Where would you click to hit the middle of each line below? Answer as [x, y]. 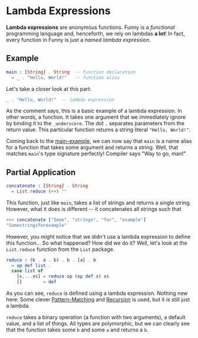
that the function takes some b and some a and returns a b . [77, 330]
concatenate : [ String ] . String [47, 186]
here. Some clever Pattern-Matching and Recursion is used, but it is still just [98, 300]
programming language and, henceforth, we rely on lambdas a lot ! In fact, [95, 33]
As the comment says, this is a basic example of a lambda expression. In [94, 111]
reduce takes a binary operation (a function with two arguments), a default [96, 317]
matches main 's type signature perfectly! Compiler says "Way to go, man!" [96, 154]
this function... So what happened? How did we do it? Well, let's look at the [97, 243]
